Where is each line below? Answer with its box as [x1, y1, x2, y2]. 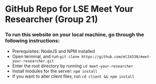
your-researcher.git [12, 59, 54, 64]
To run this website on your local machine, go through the [5, 31, 145, 38]
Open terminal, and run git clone [12, 54, 79, 60]
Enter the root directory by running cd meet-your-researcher [12, 63, 133, 69]
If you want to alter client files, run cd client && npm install [12, 73, 135, 79]
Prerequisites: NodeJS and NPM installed [12, 48, 95, 54]
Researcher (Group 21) [5, 14, 98, 25]
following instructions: [5, 38, 60, 44]
